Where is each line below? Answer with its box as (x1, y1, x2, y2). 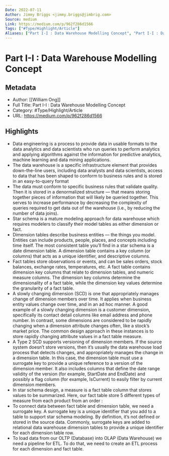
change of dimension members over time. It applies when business (12, 296, 152, 302)
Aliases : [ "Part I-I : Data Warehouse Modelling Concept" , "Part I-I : (5, 31, 158, 36)
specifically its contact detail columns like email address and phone (12, 312, 152, 318)
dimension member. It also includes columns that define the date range (12, 365, 160, 371)
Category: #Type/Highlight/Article (12, 107, 83, 113)
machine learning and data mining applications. (12, 157, 111, 163)
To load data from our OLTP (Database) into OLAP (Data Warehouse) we (12, 435, 162, 441)
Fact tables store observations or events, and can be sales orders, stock (12, 258, 162, 265)
